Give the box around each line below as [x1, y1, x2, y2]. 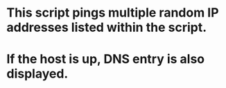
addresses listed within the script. [6, 19, 207, 35]
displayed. [6, 66, 69, 82]
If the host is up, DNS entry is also [6, 51, 205, 67]
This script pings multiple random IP [6, 5, 219, 21]
